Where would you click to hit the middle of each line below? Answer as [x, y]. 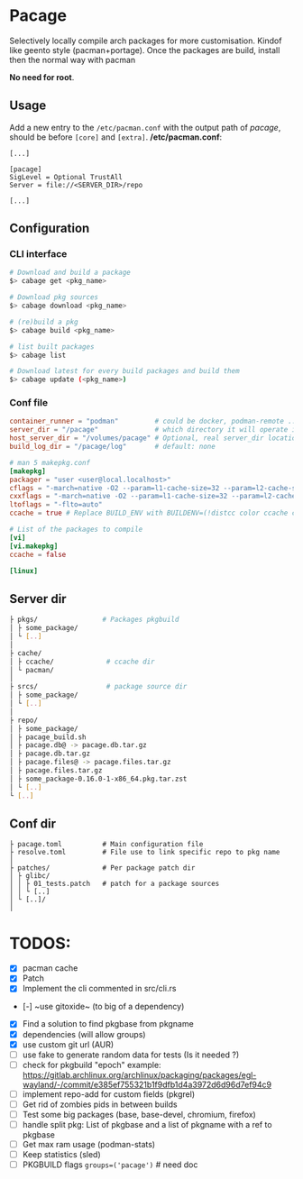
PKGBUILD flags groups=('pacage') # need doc [110, 1165]
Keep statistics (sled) [61, 1155]
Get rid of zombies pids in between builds [100, 1104]
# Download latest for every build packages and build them [125, 371]
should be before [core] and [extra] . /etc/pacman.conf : [116, 137]
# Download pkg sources [54, 297]
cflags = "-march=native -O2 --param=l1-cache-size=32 [115, 488]
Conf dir [33, 823]
